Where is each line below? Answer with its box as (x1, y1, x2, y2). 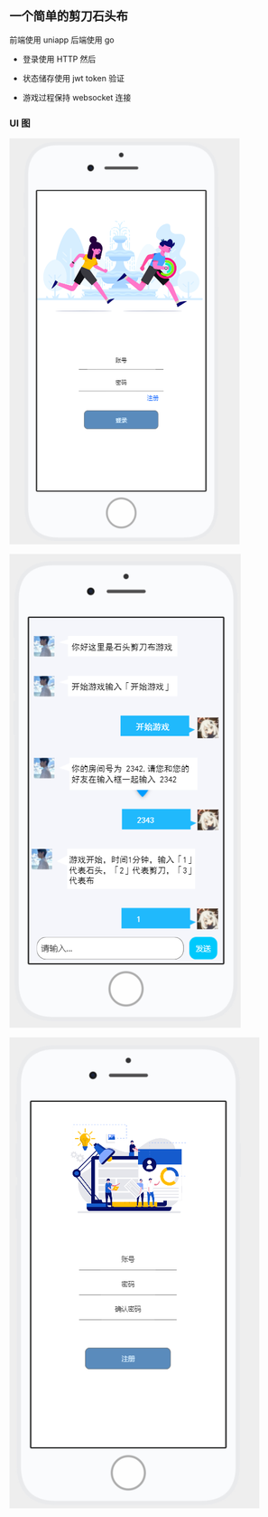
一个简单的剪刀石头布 (9, 8, 128, 24)
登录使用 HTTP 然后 (22, 53, 97, 64)
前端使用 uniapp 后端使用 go (9, 34, 115, 45)
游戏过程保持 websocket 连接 (22, 91, 132, 102)
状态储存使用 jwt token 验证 (22, 72, 125, 83)
